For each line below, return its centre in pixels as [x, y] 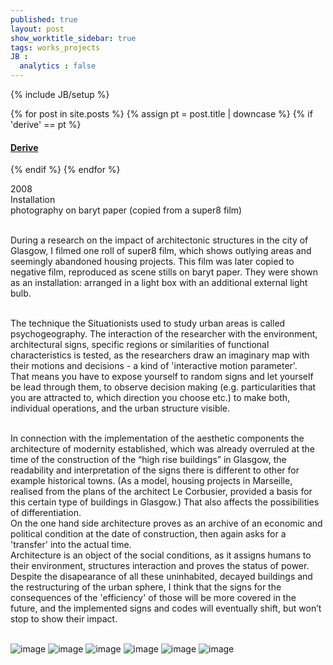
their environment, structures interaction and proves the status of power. [160, 566]
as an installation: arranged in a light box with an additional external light [159, 283]
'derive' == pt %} [46, 124]
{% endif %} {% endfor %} [65, 170]
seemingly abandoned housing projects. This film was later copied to [152, 262]
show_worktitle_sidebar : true [73, 38]
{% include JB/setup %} [60, 94]
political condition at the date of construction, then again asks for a [148, 534]
